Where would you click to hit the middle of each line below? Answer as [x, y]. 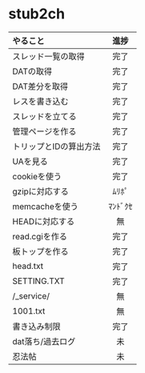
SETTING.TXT [39, 281]
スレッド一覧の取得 [49, 56]
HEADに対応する [44, 221]
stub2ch [37, 14]
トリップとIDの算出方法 [56, 146]
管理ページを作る [44, 131]
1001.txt [29, 311]
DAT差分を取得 [40, 86]
